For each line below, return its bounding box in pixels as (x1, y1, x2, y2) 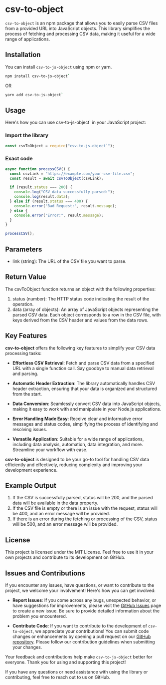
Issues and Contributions (5, 569, 86, 577)
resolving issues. (12, 426, 47, 432)
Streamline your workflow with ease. (12, 447, 88, 453)
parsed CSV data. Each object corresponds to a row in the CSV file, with (12, 311, 161, 317)
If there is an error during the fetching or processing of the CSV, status (12, 516, 158, 522)
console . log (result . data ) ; (14, 194, 70, 199)
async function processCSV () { (5, 166, 70, 171)
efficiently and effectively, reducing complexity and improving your (5, 462, 143, 468)
